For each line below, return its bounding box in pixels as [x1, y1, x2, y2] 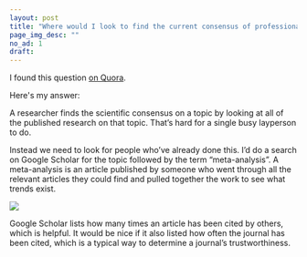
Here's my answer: [9, 90, 80, 101]
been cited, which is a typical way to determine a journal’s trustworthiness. [9, 238, 291, 249]
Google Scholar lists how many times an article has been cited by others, [9, 218, 284, 229]
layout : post [9, 13, 59, 23]
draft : [9, 47, 35, 57]
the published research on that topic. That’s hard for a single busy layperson [9, 118, 297, 128]
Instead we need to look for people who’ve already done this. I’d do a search [9, 145, 297, 156]
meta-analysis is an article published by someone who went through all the [9, 164, 292, 175]
